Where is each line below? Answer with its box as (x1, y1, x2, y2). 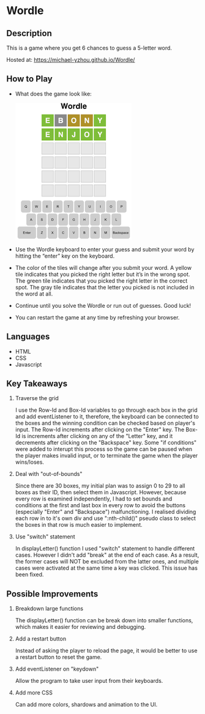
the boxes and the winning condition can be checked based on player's (15, 420, 196, 427)
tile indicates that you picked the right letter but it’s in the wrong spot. (15, 270, 190, 278)
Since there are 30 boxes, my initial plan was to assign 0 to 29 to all (15, 482, 185, 489)
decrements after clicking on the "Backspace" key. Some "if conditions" (15, 439, 197, 447)
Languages (6, 332, 50, 342)
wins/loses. (15, 458, 45, 466)
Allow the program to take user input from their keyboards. (15, 677, 163, 685)
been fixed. (15, 571, 44, 578)
